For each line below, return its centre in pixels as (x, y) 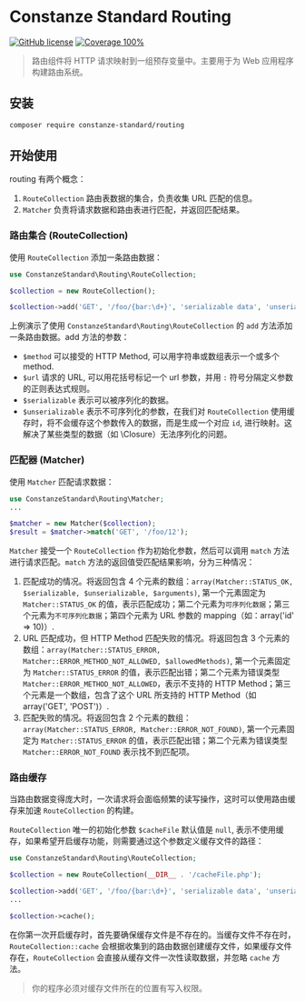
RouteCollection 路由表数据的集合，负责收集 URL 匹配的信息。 (140, 198)
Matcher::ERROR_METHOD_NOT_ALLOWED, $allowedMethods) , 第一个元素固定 (156, 661)
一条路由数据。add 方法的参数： (69, 337)
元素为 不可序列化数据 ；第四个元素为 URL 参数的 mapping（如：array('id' (162, 616)
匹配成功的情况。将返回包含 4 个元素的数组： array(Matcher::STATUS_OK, (157, 581)
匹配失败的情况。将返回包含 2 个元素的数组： (107, 718)
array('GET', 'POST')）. (66, 706)
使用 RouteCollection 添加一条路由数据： (86, 257)
